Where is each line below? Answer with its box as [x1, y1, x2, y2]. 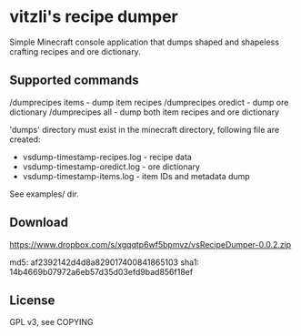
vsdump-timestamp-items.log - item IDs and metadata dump [22, 170, 250, 181]
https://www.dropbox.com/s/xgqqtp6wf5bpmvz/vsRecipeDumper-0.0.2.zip [9, 239, 292, 249]
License [9, 292, 55, 308]
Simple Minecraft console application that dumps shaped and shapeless [9, 36, 280, 47]
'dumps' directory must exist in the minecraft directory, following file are [9, 124, 280, 135]
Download [9, 215, 68, 230]
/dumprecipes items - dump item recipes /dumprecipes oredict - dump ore [9, 97, 289, 107]
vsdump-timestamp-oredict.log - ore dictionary [22, 161, 200, 172]
